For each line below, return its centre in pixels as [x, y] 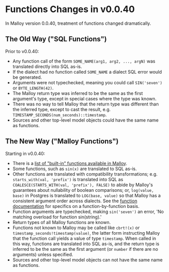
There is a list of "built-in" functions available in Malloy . [70, 163]
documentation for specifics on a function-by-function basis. [76, 206]
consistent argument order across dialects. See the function [75, 201]
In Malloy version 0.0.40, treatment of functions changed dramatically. [78, 23]
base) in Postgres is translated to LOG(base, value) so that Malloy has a [87, 195]
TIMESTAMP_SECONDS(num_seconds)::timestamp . [60, 115]
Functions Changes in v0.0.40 [70, 9]
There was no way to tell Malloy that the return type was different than [86, 104]
